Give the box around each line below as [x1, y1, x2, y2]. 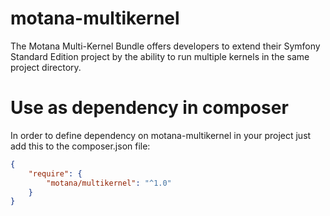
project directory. [10, 61, 82, 73]
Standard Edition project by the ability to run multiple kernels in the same [10, 50, 310, 62]
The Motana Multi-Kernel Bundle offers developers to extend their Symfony [10, 40, 321, 52]
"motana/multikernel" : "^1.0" [46, 178, 172, 188]
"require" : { [28, 168, 83, 179]
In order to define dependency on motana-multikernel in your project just [10, 129, 312, 141]
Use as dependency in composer [10, 97, 289, 119]
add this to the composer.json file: [10, 140, 151, 152]
